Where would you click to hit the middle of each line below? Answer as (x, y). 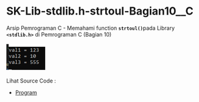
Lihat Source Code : (31, 81)
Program (26, 92)
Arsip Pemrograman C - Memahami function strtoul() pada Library (91, 28)
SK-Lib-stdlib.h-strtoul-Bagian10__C (100, 11)
